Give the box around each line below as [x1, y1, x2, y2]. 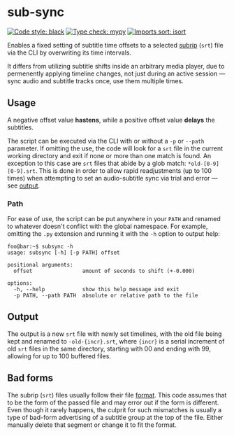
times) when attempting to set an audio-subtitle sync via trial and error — [7, 174, 218, 182]
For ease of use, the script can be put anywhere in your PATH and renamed [7, 215, 221, 223]
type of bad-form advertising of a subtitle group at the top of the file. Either [7, 413, 224, 421]
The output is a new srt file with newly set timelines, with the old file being [7, 330, 222, 338]
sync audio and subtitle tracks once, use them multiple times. [7, 76, 184, 85]
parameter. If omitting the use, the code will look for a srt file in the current [7, 144, 224, 153]
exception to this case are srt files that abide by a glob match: [7, 159, 187, 167]
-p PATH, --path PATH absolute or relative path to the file [13, 292, 198, 300]
